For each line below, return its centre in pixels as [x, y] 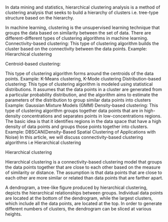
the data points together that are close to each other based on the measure [83, 167]
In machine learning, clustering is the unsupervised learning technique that [82, 27]
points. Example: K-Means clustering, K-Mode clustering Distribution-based [83, 79]
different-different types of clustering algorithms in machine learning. [77, 38]
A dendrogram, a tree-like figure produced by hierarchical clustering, [76, 187]
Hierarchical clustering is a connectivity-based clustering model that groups [83, 162]
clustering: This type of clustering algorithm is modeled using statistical [79, 84]
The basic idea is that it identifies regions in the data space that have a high [83, 121]
